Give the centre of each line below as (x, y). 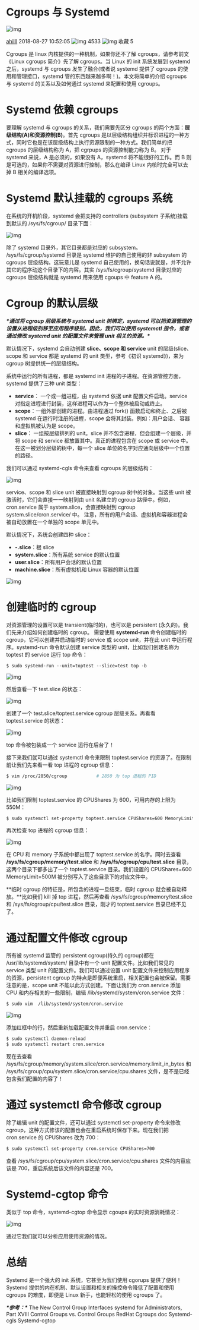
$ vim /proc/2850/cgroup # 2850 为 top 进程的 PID (81, 776)
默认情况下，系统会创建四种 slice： (49, 534)
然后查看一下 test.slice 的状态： (44, 689)
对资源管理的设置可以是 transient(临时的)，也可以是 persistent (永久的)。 (95, 625)
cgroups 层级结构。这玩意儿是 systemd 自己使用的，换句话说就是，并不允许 (99, 262)
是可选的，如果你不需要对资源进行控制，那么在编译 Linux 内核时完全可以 (95, 165)
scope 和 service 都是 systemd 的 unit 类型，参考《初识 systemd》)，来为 (95, 356)
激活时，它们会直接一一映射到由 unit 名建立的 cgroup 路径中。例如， (90, 499)
